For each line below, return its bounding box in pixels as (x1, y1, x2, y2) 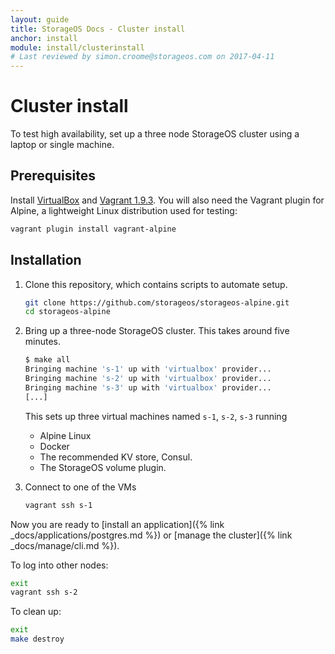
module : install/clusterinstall (10, 42, 145, 53)
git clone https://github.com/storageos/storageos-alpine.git (24, 297, 290, 308)
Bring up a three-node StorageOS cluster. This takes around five (24, 325, 290, 337)
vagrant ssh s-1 (24, 500, 93, 510)
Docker (39, 440, 70, 452)
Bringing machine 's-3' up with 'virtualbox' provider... (24, 382, 272, 393)
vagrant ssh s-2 (10, 587, 78, 598)
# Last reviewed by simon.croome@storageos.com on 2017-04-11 (10, 52, 275, 62)
